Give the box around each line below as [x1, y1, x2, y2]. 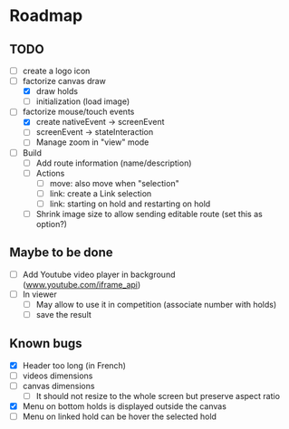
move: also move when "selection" [49, 177, 179, 188]
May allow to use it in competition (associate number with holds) [35, 299, 277, 310]
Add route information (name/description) [35, 157, 192, 168]
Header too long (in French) [22, 359, 127, 371]
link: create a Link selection [49, 187, 152, 199]
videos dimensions [22, 370, 93, 381]
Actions [35, 167, 65, 178]
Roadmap [9, 5, 83, 26]
